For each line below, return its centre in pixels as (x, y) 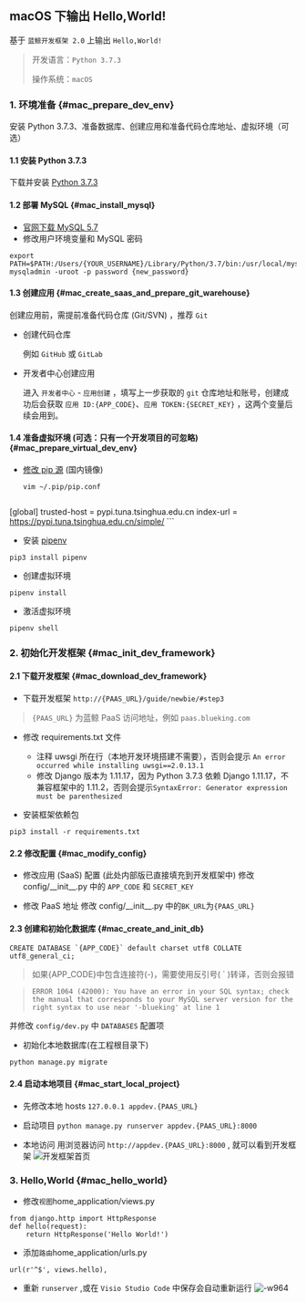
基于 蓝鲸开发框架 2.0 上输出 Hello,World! (86, 40)
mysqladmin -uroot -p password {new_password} (99, 272)
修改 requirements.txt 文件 (71, 737)
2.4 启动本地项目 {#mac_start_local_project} (95, 1084)
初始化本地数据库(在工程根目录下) (86, 1045)
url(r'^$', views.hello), (58, 1270)
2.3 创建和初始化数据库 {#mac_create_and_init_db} (107, 928)
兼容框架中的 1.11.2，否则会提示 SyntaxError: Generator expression (162, 787)
